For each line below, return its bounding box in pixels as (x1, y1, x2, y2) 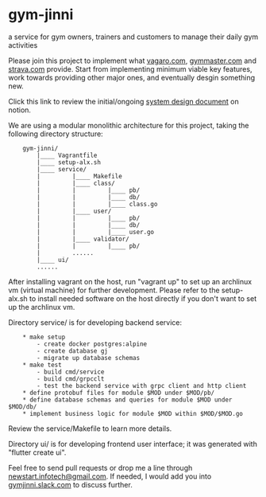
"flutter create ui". (8, 448, 67, 457)
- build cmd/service (37, 368, 105, 376)
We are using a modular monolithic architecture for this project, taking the (8, 120, 249, 130)
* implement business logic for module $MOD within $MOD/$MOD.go (22, 409, 244, 417)
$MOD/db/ (8, 402, 37, 411)
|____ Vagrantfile (37, 151, 98, 159)
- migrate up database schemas (37, 354, 141, 362)
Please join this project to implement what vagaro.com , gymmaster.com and (8, 56, 256, 65)
